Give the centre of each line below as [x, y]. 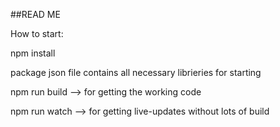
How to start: [37, 33]
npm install [33, 53]
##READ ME [35, 14]
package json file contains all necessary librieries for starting [136, 72]
